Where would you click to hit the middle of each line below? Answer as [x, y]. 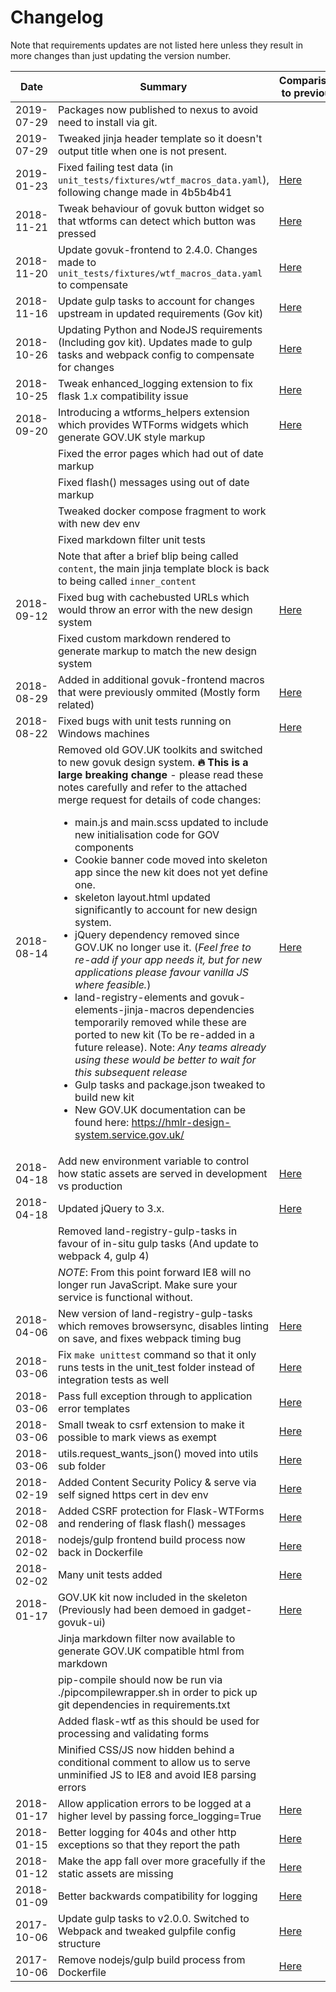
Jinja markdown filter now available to [146, 1638]
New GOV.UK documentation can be [160, 1109]
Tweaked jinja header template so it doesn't [160, 138]
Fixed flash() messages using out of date [153, 482]
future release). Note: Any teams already [170, 1047]
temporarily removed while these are [160, 1022]
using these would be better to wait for [165, 1059]
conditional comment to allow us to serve [154, 1762]
